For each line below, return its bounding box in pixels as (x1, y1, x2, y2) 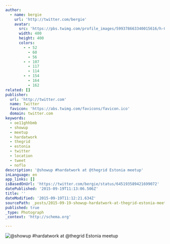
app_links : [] (5, 177, 35, 182)
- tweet (10, 158, 26, 163)
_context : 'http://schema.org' (5, 215, 71, 220)
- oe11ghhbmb (10, 120, 37, 126)
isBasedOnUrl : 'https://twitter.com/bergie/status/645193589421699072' (5, 182, 159, 187)
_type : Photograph (5, 210, 44, 215)
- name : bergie (10, 12, 42, 17)
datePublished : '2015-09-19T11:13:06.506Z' (5, 186, 99, 191)
